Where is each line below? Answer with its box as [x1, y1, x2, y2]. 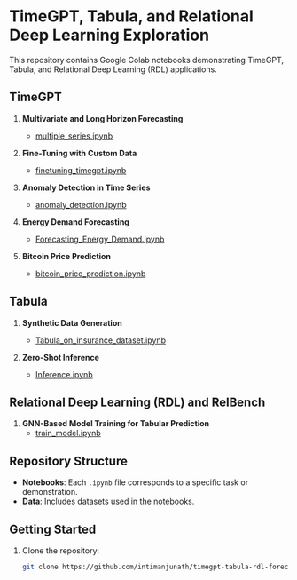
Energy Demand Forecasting [21, 216, 130, 227]
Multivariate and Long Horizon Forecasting [21, 113, 184, 123]
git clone [21, 562, 59, 571]
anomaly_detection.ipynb [35, 199, 127, 210]
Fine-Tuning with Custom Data [21, 147, 137, 158]
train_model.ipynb [35, 428, 102, 439]
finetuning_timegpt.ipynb [35, 164, 127, 175]
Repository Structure [9, 453, 129, 468]
